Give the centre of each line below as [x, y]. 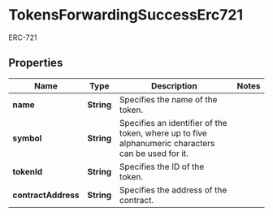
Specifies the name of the [168, 99]
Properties [36, 63]
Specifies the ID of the [162, 166]
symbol [27, 138]
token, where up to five [163, 133]
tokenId [28, 171]
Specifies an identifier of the [173, 123]
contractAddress [46, 195]
